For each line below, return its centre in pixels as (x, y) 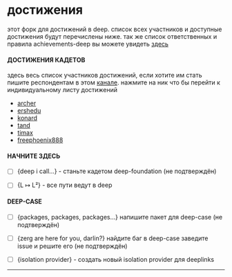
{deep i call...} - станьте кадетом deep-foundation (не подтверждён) (117, 171)
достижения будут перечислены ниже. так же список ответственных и (112, 36)
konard (27, 118)
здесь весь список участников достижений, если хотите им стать (105, 75)
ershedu (29, 111)
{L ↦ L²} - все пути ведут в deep (65, 185)
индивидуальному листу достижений (62, 90)
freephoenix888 (40, 140)
